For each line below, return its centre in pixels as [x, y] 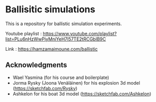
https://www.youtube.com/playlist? [80, 33]
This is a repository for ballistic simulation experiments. [64, 24]
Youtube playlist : [24, 33]
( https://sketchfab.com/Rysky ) [45, 88]
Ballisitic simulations [50, 9]
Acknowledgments [36, 65]
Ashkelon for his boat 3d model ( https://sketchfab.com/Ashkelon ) [82, 94]
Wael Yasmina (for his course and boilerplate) [61, 77]
